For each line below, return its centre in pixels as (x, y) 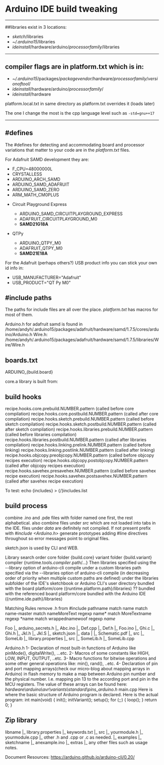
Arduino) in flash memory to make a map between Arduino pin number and (80, 674)
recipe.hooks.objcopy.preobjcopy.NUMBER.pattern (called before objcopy (80, 455)
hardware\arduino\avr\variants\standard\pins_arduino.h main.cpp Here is (79, 689)
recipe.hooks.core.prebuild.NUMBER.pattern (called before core (70, 409)
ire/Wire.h (15, 345)
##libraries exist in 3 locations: (36, 27)
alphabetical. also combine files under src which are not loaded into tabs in (81, 523)
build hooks (23, 397)
